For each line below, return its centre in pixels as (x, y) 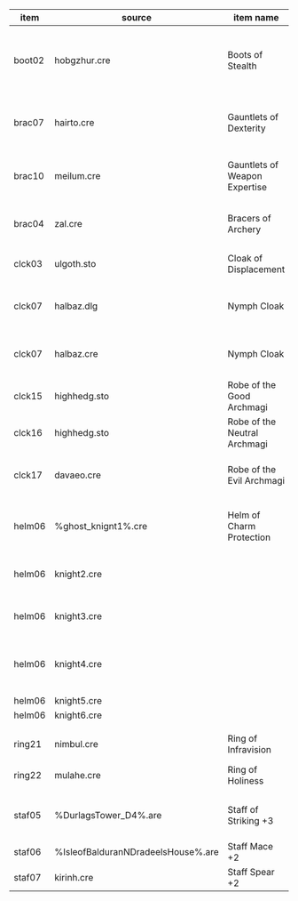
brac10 (29, 176)
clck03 (28, 264)
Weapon (245, 176)
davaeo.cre (78, 475)
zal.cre (68, 224)
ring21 (28, 744)
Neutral (243, 433)
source (137, 17)
